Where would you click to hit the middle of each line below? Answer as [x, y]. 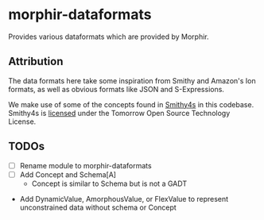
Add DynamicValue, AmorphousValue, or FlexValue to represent [124, 199]
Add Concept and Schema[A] [68, 174]
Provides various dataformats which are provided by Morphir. [109, 37]
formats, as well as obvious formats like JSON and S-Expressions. [116, 89]
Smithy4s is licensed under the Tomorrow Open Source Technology [119, 113]
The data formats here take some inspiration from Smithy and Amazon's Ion [132, 80]
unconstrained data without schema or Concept [98, 207]
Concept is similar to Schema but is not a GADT [109, 183]
